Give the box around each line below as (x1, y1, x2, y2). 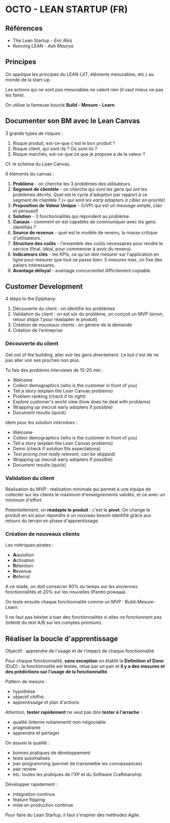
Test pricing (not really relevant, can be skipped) (12, 451, 116, 457)
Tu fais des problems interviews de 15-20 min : (5, 367, 104, 373)
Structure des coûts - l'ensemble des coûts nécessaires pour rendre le (12, 240, 163, 246)
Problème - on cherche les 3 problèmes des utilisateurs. (12, 180, 132, 187)
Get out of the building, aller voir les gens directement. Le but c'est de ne (5, 351, 159, 358)
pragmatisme (12, 724, 41, 731)
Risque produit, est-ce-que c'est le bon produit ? (12, 140, 115, 146)
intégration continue (12, 791, 55, 797)
